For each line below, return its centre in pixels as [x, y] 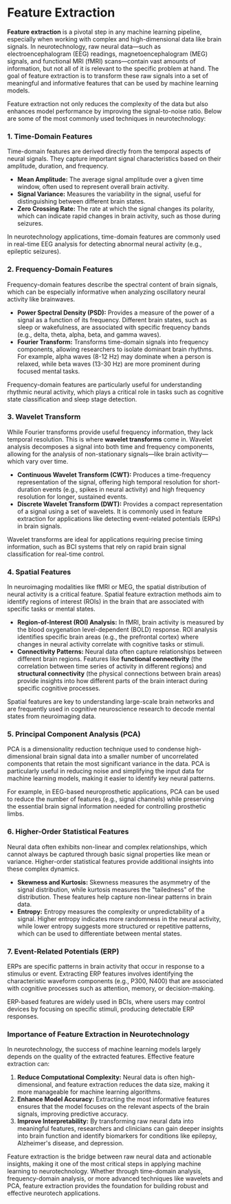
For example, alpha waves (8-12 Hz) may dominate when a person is [114, 356]
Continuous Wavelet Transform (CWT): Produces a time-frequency [114, 475]
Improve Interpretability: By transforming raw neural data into [105, 1121]
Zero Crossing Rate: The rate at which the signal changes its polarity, [115, 209]
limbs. [16, 814]
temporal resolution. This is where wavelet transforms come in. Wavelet [110, 439]
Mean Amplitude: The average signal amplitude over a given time [110, 179]
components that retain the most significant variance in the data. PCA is [109, 764]
